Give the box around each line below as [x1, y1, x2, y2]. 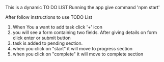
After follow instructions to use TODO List [5, 14, 93, 20]
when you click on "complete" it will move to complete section [12, 51, 144, 57]
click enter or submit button [12, 35, 71, 41]
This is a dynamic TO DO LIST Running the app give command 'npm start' [5, 5, 160, 10]
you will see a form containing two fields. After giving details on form [12, 29, 157, 35]
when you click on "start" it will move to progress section [12, 46, 133, 51]
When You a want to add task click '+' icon [12, 24, 103, 30]
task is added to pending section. [12, 40, 83, 46]
